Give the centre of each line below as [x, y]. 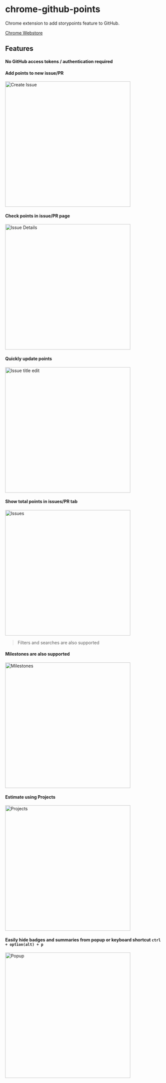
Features [19, 49]
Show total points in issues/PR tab [41, 502]
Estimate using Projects [30, 797]
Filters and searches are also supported [58, 642]
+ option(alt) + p [24, 944]
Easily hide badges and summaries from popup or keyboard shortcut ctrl [83, 939]
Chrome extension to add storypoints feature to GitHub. [62, 23]
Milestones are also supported [37, 654]
